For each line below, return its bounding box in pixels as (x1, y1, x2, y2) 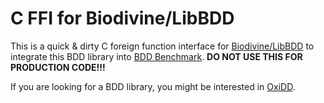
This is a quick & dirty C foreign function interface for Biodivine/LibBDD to (10, 40, 315, 52)
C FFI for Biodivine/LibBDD (10, 7, 235, 30)
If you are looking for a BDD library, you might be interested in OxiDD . (10, 80, 296, 92)
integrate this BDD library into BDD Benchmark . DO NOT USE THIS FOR (10, 50, 303, 62)
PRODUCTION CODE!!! (10, 61, 106, 73)
